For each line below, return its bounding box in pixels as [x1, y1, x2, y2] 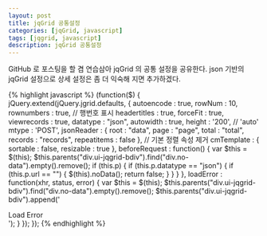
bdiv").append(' [8, 195, 61, 204]
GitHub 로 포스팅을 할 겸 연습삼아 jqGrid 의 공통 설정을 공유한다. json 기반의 [8, 65, 245, 74]
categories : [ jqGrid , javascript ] [8, 26, 124, 34]
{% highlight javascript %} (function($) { [8, 90, 141, 100]
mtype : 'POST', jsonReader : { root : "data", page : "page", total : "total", [8, 125, 245, 136]
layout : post [8, 11, 52, 20]
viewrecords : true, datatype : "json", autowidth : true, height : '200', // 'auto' [8, 117, 259, 127]
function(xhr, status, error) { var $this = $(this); [8, 178, 163, 187]
